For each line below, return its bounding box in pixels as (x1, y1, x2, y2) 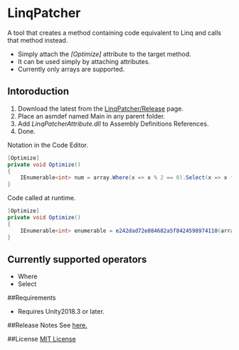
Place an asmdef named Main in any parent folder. (17, 111, 166, 120)
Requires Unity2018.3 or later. (17, 307, 105, 316)
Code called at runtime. (7, 194, 76, 202)
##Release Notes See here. (7, 321, 87, 329)
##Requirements (7, 293, 56, 302)
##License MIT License (7, 335, 76, 344)
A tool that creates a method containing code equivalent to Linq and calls (7, 28, 222, 37)
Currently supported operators (7, 253, 147, 266)
